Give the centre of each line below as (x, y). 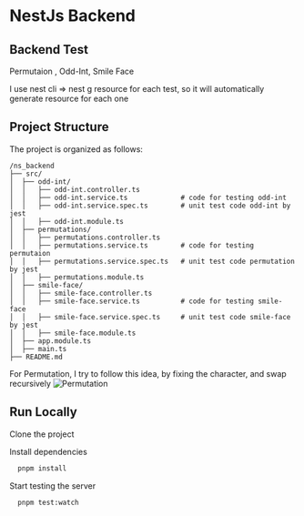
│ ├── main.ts (38, 349)
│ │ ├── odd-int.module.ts (67, 221)
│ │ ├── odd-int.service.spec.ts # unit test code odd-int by (150, 206)
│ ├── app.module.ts (51, 341)
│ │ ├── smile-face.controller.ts (81, 293)
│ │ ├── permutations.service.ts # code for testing (132, 245)
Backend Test (49, 50)
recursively (30, 383)
